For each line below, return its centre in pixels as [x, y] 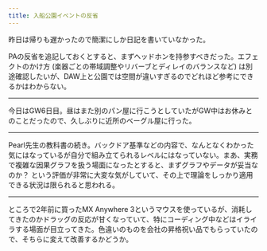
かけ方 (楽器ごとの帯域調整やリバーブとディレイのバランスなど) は [137, 66]
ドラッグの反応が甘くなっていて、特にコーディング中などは [139, 219]
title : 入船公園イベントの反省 [53, 16]
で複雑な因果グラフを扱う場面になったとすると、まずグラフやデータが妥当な [133, 165]
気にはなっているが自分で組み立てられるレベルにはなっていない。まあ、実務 [133, 155]
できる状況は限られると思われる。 [64, 185]
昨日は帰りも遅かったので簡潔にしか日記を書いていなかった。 [109, 39]
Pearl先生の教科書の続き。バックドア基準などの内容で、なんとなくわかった [131, 145]
